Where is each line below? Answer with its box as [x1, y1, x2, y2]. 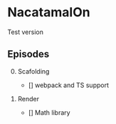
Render [17, 94, 40, 103]
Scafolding [17, 67, 50, 75]
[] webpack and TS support [28, 81, 109, 89]
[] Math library [28, 108, 70, 117]
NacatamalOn [7, 4, 90, 21]
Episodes [7, 48, 50, 60]
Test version [7, 28, 44, 36]
